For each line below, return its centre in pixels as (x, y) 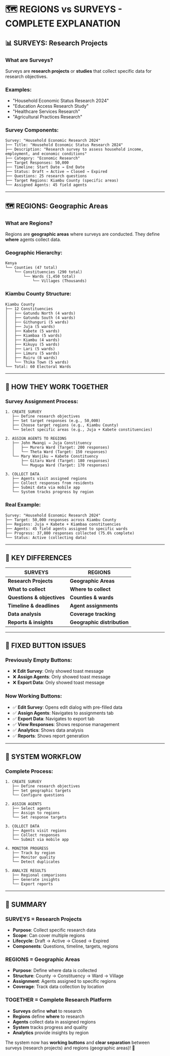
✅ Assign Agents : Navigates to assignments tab (63, 713)
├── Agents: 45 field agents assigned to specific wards (67, 529)
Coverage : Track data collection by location (58, 987)
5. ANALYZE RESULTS (26, 871)
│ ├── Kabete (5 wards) (32, 331)
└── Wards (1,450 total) (50, 277)
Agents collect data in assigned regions (54, 1021)
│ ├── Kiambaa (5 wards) (34, 336)
